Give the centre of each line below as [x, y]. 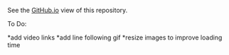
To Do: [17, 24]
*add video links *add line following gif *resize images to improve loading [115, 37]
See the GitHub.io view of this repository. [68, 10]
